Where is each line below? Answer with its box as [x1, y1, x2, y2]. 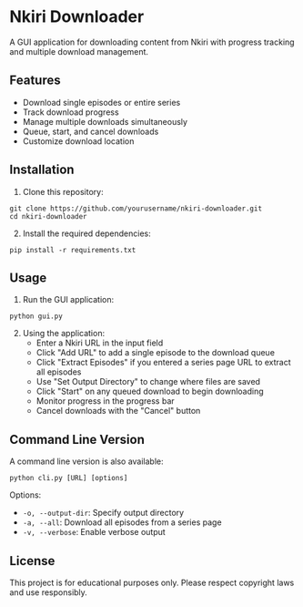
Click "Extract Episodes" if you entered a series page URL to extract [35, 357, 291, 368]
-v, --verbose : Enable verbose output [22, 527, 166, 538]
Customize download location [22, 135, 135, 147]
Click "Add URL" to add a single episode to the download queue [35, 347, 276, 358]
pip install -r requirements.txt [9, 245, 136, 254]
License [9, 553, 56, 569]
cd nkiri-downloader [9, 211, 88, 221]
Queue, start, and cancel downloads [22, 126, 159, 137]
